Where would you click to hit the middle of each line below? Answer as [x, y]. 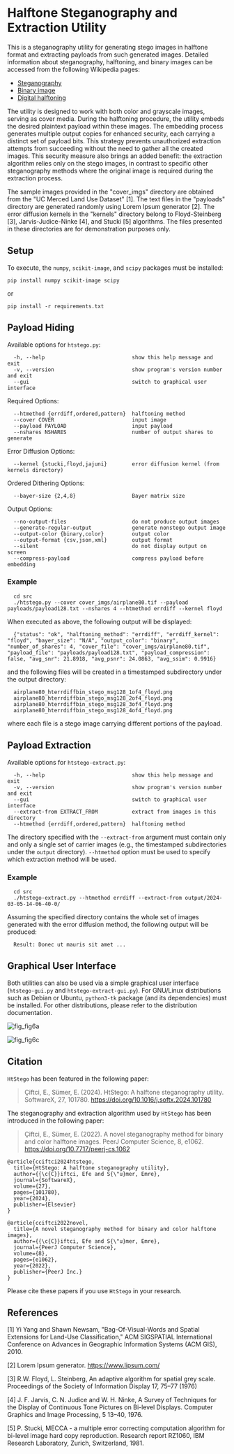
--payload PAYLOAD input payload [93, 426]
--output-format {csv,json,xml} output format [93, 540]
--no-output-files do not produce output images [116, 521]
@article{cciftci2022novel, [48, 1223]
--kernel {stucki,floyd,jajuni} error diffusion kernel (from [116, 464]
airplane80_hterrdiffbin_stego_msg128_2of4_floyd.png [93, 698]
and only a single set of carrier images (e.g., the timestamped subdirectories [117, 844]
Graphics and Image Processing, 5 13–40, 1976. [75, 1415]
